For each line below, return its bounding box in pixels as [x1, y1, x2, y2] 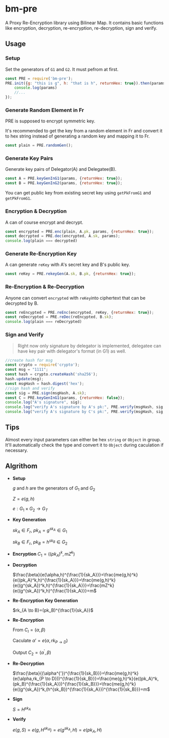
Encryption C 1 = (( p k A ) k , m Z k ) [12, 550, 75, 558]
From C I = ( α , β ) [12, 627, 46, 634]
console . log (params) [14, 85, 57, 91]
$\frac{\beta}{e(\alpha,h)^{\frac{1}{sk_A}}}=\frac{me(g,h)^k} [12, 571, 138, 577]
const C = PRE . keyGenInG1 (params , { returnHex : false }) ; [5, 395, 125, 400]
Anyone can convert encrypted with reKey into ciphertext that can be [5, 295, 146, 301]
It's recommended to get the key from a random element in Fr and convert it [5, 128, 162, 134]
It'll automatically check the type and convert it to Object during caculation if [5, 442, 164, 448]
